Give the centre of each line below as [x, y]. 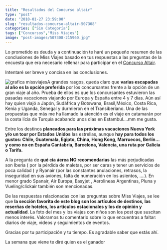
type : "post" [19, 14]
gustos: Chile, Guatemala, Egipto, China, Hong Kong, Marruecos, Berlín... [83, 139]
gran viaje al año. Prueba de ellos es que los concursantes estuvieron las [80, 92]
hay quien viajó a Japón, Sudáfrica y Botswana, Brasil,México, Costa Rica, [81, 103]
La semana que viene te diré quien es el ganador [55, 242]
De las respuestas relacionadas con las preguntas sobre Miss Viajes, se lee [82, 196]
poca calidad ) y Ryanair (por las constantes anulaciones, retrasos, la [76, 170]
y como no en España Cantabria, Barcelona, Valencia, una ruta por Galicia [83, 144]
